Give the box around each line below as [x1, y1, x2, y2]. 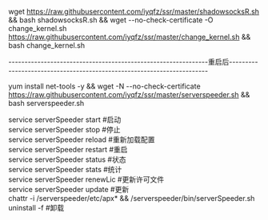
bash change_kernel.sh [8, 41, 86, 50]
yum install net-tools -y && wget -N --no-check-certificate [8, 81, 202, 91]
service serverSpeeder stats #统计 [8, 165, 122, 174]
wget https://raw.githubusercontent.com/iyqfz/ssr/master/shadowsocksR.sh [8, 7, 260, 16]
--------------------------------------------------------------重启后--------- [8, 57, 258, 66]
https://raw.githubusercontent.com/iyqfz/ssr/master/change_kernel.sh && [8, 32, 251, 41]
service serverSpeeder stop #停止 [8, 125, 121, 134]
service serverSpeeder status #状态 [8, 155, 126, 164]
